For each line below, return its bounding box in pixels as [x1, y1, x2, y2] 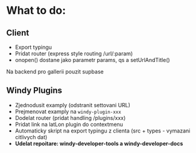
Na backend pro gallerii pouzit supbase [6, 68, 104, 75]
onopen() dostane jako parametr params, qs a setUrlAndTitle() [14, 57, 170, 63]
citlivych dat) [14, 133, 48, 140]
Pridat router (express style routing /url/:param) [14, 50, 133, 57]
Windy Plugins [6, 86, 62, 96]
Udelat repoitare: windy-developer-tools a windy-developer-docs [14, 140, 183, 147]
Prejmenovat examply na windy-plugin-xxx [14, 108, 122, 115]
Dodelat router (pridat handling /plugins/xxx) [14, 114, 126, 121]
